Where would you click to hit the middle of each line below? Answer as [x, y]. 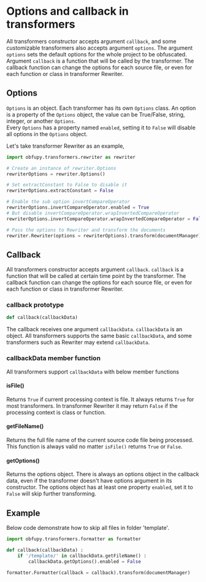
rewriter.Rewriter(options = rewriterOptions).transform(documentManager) [104, 235]
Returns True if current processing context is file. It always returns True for [100, 399]
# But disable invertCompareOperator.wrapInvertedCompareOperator [93, 213]
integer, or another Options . [41, 121]
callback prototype [35, 305]
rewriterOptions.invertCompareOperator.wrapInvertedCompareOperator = [98, 219]
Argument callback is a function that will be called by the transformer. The [100, 61]
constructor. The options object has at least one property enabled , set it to [100, 487]
